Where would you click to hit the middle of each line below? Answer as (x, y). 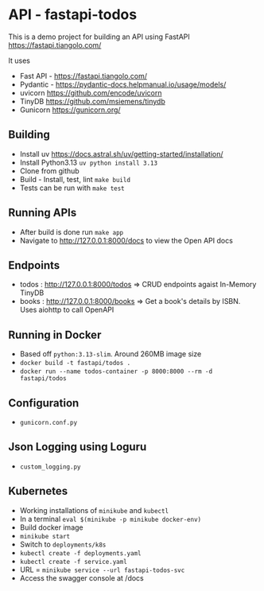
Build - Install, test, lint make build (75, 179)
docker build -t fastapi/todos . (75, 364)
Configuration (44, 403)
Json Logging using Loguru (78, 447)
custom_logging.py (50, 467)
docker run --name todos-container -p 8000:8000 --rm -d (116, 371)
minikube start (45, 536)
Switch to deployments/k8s (63, 544)
